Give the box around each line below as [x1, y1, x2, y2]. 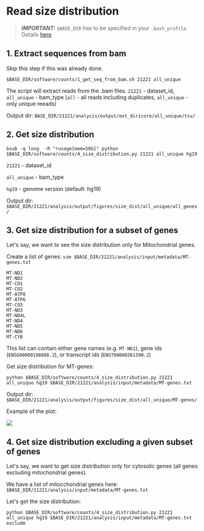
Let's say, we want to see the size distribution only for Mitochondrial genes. [6, 241, 196, 249]
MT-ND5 [6, 324, 23, 330]
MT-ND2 [6, 276, 23, 282]
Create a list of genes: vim [6, 253, 71, 260]
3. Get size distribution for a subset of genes [6, 225, 178, 235]
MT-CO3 [6, 302, 23, 308]
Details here [21, 30, 52, 38]
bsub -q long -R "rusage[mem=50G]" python [6, 145, 119, 151]
